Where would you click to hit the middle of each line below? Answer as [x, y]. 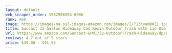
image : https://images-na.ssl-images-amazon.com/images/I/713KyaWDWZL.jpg [87, 24]
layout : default [23, 10]
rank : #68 [16, 19]
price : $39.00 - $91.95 [31, 43]
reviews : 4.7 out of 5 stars [36, 38]
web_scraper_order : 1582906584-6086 [44, 15]
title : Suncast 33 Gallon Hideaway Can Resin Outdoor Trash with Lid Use [86, 29]
